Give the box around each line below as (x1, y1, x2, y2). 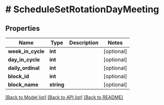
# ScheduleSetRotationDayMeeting (5, 4, 159, 15)
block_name (8, 81, 39, 88)
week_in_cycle (8, 48, 45, 55)
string (49, 81, 65, 88)
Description (69, 39, 99, 46)
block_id (8, 73, 29, 80)
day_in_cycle (8, 56, 40, 63)
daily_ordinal (8, 65, 40, 71)
